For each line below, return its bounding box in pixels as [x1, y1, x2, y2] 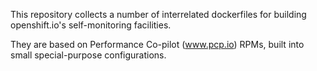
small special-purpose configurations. [10, 49, 167, 61]
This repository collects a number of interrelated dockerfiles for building [10, 9, 307, 20]
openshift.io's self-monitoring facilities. [10, 19, 172, 31]
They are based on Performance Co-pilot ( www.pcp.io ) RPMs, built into [10, 39, 305, 50]
